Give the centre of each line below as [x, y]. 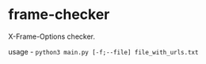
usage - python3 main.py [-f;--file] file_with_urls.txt [103, 51]
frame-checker [59, 15]
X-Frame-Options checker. [51, 36]
